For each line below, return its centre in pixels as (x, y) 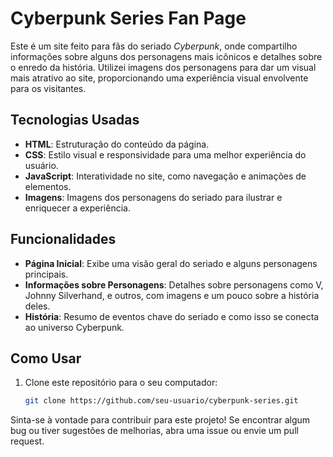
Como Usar (46, 358)
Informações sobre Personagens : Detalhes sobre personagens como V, (174, 284)
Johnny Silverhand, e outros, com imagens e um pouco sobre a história (172, 295)
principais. (46, 274)
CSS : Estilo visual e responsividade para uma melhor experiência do (165, 154)
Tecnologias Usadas (75, 120)
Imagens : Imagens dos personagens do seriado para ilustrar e (153, 197)
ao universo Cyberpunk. (74, 327)
